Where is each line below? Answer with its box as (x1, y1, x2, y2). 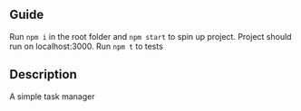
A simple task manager (9, 90, 95, 102)
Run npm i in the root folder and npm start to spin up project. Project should (9, 31, 292, 42)
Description (9, 67, 77, 82)
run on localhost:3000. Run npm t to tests (9, 41, 163, 51)
